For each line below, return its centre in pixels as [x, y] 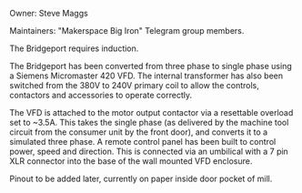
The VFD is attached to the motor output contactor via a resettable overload [151, 112]
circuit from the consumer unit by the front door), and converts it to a [139, 132]
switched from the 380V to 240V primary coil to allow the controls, [134, 85]
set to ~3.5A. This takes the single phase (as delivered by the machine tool [149, 122]
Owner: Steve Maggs [49, 13]
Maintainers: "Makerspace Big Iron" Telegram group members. [127, 30]
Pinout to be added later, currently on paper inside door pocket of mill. [141, 178]
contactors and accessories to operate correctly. [101, 95]
